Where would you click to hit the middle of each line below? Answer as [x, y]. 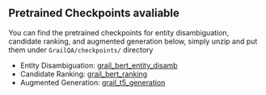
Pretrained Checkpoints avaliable [94, 13]
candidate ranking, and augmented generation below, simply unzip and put [133, 41]
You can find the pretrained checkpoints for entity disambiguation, [119, 32]
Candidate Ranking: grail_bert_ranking [84, 74]
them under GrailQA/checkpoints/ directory [81, 50]
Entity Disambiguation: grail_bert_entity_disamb [99, 65]
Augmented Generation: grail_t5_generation [93, 82]
